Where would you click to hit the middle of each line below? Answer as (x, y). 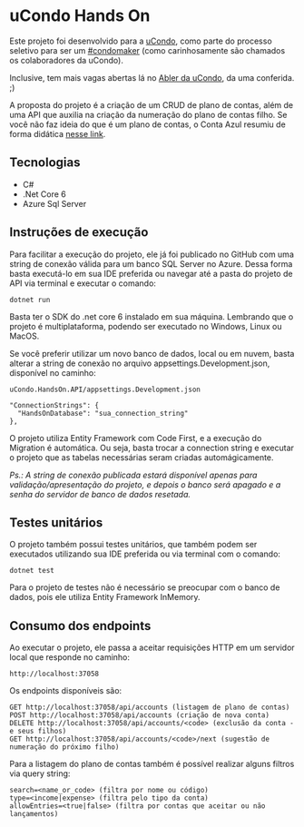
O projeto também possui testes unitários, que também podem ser (133, 545)
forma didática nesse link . (58, 133)
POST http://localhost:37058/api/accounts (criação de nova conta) (140, 715)
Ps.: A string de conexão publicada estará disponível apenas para (133, 475)
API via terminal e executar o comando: (83, 283)
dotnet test (32, 571)
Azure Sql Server (54, 203)
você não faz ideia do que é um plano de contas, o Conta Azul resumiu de (147, 124)
